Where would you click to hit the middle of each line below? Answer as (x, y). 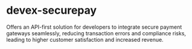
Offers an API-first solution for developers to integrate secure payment (94, 27)
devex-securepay (52, 10)
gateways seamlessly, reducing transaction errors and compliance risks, (96, 33)
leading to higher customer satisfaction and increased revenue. (85, 39)
